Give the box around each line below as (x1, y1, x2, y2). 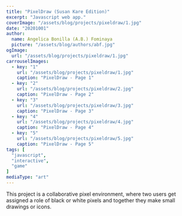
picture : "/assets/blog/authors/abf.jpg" (11, 42, 116, 48)
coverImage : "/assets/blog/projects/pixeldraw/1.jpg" (6, 20, 142, 26)
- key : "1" (11, 63, 39, 70)
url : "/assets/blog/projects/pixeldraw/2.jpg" (17, 86, 134, 92)
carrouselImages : (6, 58, 49, 64)
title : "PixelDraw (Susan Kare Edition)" (6, 8, 110, 15)
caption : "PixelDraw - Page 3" (17, 108, 94, 114)
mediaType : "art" (6, 174, 49, 180)
